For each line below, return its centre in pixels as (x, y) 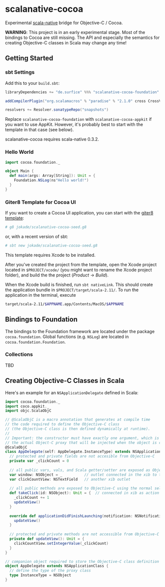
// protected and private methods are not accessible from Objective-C (84, 534)
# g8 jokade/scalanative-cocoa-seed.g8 (46, 227)
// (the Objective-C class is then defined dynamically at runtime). (78, 429)
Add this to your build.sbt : (32, 83)
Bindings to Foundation (41, 320)
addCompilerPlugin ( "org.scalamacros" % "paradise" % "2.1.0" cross (76, 101)
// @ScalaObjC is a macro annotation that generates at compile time (78, 420)
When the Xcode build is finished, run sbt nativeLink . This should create (79, 284)
